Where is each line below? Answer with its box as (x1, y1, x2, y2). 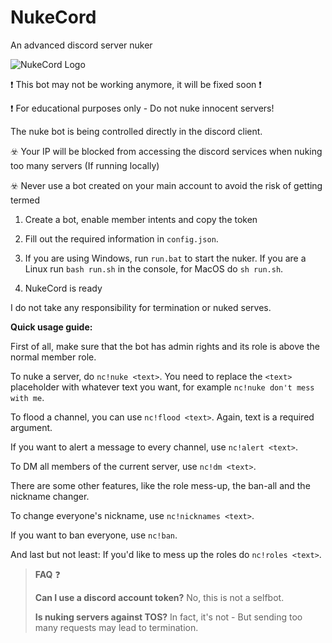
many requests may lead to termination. (34, 621, 199, 633)
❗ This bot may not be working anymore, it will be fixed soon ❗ (10, 78, 262, 90)
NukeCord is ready (24, 282, 103, 294)
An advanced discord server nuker (10, 39, 153, 51)
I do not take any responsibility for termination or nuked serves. (10, 301, 272, 313)
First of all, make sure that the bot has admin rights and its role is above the (10, 340, 320, 352)
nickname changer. (10, 490, 90, 502)
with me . (10, 391, 45, 403)
